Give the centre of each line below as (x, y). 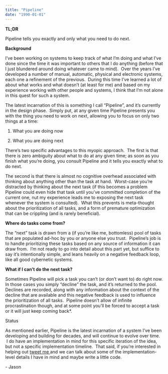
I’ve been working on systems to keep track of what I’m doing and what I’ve (83, 58)
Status (12, 321)
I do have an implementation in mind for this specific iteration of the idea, (82, 341)
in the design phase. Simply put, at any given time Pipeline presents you (80, 110)
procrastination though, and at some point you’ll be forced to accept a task (82, 305)
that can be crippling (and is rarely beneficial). (53, 213)
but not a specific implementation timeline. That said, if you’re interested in (83, 346)
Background (18, 48)
